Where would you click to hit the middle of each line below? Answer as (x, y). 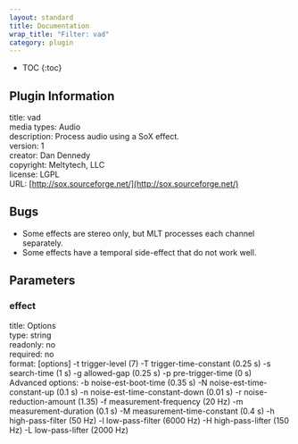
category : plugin (41, 42)
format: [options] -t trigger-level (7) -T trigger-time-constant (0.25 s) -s (140, 364)
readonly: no (33, 344)
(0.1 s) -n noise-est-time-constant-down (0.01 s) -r (149, 392)
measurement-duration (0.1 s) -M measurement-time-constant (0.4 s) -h (142, 411)
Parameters (42, 281)
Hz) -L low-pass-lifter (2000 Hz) (69, 430)
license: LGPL (34, 174)
